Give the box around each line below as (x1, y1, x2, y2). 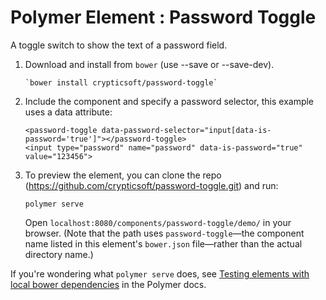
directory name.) (24, 248, 94, 260)
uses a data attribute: (24, 106, 113, 118)
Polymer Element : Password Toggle (10, 6, 317, 29)
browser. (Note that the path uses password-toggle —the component (24, 227, 305, 239)
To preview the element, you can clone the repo (24, 169, 222, 181)
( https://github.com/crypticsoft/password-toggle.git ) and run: (24, 179, 279, 191)
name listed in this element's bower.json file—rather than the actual (24, 237, 303, 250)
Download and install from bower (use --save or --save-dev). (24, 58, 275, 70)
